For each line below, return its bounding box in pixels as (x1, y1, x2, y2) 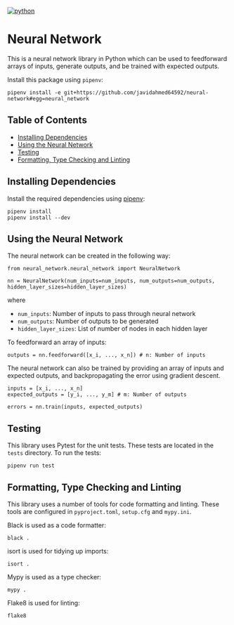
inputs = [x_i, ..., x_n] (7, 385, 83, 393)
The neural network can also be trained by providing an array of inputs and (7, 364, 224, 372)
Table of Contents (7, 114, 88, 126)
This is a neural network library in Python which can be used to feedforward (7, 54, 227, 63)
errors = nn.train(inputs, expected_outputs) (7, 404, 143, 411)
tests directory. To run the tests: (7, 449, 102, 457)
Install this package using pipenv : (7, 75, 103, 84)
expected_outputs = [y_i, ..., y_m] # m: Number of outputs (7, 391, 188, 398)
